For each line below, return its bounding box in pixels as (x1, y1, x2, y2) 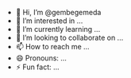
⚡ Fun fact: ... (15, 62, 60, 72)
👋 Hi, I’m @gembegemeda (15, 8, 102, 17)
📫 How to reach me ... (15, 42, 90, 51)
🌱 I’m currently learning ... (15, 25, 101, 33)
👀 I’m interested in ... (15, 16, 83, 25)
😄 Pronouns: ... (15, 53, 67, 63)
